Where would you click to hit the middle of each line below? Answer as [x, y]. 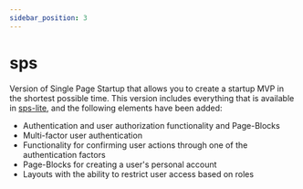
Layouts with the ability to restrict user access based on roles [138, 173]
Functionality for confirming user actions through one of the [135, 145]
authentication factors [64, 154]
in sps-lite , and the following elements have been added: [116, 108]
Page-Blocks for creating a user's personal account [120, 164]
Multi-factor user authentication [83, 135]
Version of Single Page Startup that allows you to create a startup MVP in [147, 89]
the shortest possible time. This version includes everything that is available [152, 98]
